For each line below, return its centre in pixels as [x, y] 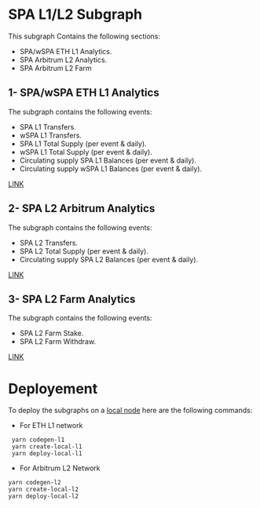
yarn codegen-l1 [38, 440]
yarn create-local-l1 [47, 447]
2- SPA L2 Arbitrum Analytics [82, 208]
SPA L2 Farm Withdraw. [58, 342]
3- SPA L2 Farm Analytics [72, 299]
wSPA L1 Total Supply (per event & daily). [86, 152]
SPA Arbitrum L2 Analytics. [63, 60]
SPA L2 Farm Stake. [51, 333]
